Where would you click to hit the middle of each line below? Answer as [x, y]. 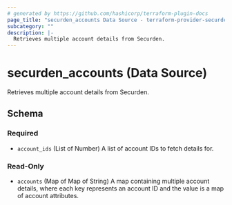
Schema [25, 114]
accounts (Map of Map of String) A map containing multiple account [113, 181]
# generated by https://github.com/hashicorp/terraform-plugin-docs [108, 13]
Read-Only [26, 166]
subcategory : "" [30, 26]
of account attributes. [48, 196]
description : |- [30, 33]
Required [23, 133]
